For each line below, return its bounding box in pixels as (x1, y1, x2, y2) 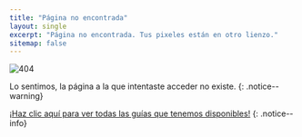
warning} (9, 91, 44, 102)
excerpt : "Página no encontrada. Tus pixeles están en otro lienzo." (9, 30, 279, 39)
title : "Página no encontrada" (9, 13, 128, 23)
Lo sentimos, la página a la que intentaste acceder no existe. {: (9, 81, 245, 92)
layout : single (9, 22, 67, 31)
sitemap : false (9, 38, 67, 48)
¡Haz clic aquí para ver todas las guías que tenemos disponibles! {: (9, 108, 259, 119)
